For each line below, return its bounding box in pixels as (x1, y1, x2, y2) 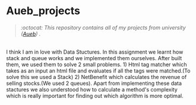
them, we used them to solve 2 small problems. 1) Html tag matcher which (6, 61, 187, 68)
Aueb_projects (6, 4, 80, 18)
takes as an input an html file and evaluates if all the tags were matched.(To (6, 67, 191, 74)
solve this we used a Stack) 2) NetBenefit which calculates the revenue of (6, 74, 187, 81)
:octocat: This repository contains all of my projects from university (20, 24, 186, 31)
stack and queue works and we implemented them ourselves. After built (6, 55, 182, 62)
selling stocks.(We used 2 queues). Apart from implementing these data (6, 80, 182, 87)
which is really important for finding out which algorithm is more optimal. (6, 93, 184, 100)
